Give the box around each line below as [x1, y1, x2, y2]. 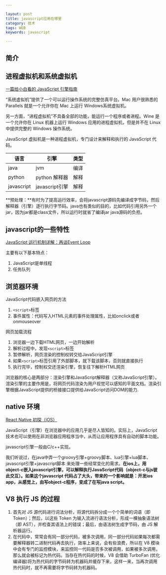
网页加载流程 [5, 329, 32, 334]
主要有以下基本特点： [5, 250, 49, 256]
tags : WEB [5, 25, 26, 30]
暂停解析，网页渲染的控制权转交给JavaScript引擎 [12, 351, 113, 357]
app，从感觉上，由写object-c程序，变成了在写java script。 [5, 479, 127, 485]
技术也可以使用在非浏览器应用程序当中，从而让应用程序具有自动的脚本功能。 [5, 433, 162, 439]
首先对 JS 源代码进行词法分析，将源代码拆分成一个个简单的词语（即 [12, 509, 151, 515]
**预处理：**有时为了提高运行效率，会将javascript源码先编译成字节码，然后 [5, 197, 160, 203]
